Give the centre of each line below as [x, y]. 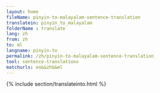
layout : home [22, 12]
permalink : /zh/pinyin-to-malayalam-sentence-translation [80, 56]
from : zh [17, 39]
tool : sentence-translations [43, 61]
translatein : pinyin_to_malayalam [49, 23]
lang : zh [17, 34]
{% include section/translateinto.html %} [56, 84]
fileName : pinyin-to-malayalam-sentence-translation [73, 17]
